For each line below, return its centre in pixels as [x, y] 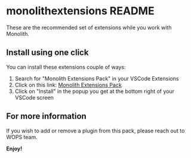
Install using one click [47, 53]
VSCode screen [34, 97]
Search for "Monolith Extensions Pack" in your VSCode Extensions [97, 78]
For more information [46, 117]
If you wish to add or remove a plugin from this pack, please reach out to [95, 131]
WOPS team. [22, 137]
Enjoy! [14, 148]
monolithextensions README [80, 11]
